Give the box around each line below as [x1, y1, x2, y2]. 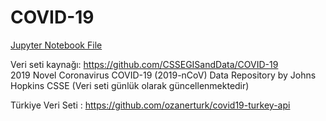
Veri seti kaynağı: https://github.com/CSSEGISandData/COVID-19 [10, 58, 279, 70]
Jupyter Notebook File [10, 39, 103, 51]
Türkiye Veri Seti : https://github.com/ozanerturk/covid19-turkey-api [10, 99, 291, 111]
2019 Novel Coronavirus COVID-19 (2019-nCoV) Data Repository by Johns [10, 69, 317, 81]
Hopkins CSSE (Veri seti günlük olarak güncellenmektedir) [10, 79, 250, 91]
